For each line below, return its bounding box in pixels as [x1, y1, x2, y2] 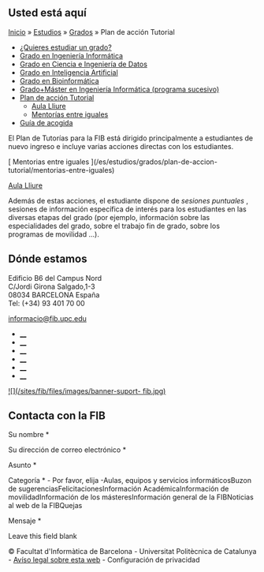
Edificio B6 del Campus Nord [8, 273, 102, 282]
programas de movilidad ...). [8, 229, 100, 239]
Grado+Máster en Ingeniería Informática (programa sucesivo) [19, 84, 220, 94]
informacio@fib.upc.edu [8, 313, 87, 323]
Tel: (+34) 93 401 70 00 [8, 298, 85, 308]
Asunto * [8, 461, 37, 470]
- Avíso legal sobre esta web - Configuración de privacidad [8, 555, 200, 565]
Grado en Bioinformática [19, 76, 100, 85]
